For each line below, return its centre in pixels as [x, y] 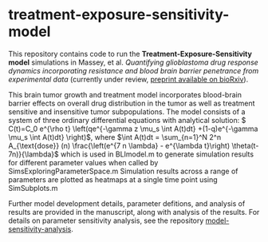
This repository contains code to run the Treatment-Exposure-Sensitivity [130, 54]
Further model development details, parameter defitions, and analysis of [127, 203]
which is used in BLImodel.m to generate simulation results [157, 154]
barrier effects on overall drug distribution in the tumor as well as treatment [132, 103]
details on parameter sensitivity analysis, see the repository [106, 220]
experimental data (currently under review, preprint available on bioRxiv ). [128, 79]
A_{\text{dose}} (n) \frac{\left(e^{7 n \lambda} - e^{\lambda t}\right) [119, 145]
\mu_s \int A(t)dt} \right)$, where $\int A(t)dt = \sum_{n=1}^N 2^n [115, 137]
